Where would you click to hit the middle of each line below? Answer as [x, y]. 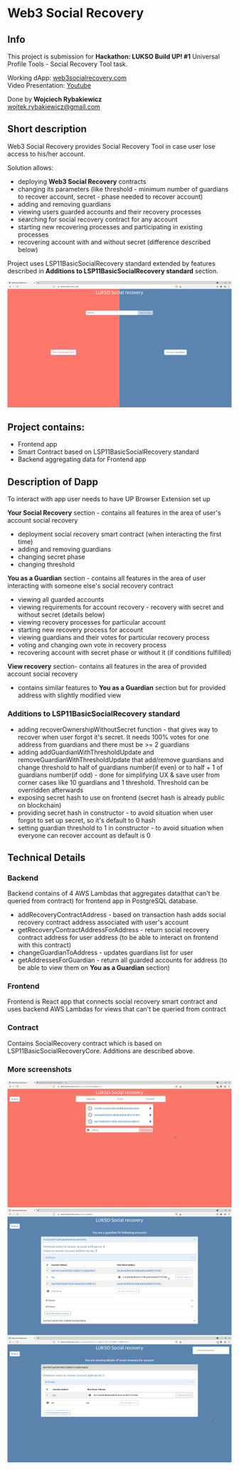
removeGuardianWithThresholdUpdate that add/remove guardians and [121, 759]
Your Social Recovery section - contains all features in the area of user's [115, 513]
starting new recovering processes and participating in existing [110, 226]
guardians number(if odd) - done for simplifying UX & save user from [119, 775]
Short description [47, 129]
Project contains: [46, 427]
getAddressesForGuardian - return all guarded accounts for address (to [122, 960]
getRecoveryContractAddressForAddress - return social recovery [113, 930]
